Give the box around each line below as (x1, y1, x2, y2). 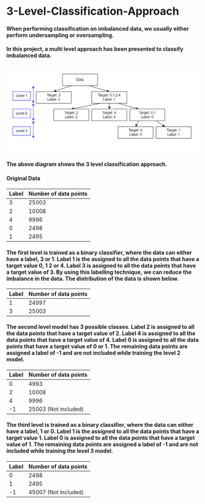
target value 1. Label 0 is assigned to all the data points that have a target (6, 434, 195, 442)
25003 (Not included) (28, 405, 84, 413)
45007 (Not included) (28, 489, 84, 496)
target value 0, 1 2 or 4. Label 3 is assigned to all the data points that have (6, 261, 196, 269)
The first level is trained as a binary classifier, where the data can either (6, 249, 192, 256)
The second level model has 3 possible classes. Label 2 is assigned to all (6, 323, 195, 331)
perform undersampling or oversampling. (6, 31, 114, 39)
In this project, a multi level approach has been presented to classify (6, 45, 184, 53)
